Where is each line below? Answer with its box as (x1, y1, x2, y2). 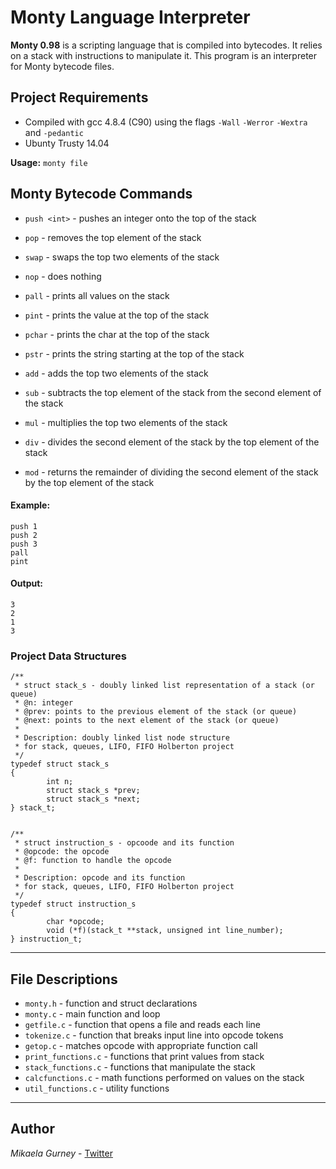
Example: (10, 499, 51, 511)
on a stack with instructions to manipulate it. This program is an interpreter (10, 49, 318, 61)
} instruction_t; (10, 934, 83, 945)
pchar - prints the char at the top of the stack (24, 328, 210, 340)
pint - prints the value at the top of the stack (24, 309, 210, 321)
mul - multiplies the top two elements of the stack (24, 416, 228, 428)
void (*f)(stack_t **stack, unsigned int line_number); (46, 926, 284, 936)
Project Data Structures (10, 649, 127, 663)
